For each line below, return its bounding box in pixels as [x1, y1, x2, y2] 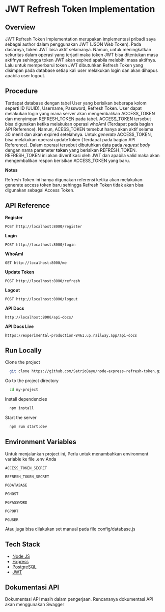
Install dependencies [5, 396, 48, 402]
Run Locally [5, 346, 42, 355]
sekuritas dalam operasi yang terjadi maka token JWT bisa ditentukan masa [5, 52, 158, 58]
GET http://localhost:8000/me [5, 260, 67, 265]
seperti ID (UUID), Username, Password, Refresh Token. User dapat [5, 105, 142, 111]
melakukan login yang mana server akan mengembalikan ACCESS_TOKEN [5, 110, 155, 116]
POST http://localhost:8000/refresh [5, 278, 80, 284]
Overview [5, 23, 36, 32]
